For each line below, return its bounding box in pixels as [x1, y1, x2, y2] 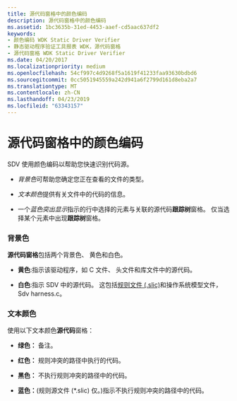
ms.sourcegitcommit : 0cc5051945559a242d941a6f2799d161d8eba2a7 [7, 76, 197, 83]
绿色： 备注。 [17, 341, 57, 350]
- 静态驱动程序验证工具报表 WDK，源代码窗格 [7, 43, 121, 50]
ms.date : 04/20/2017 [7, 57, 68, 64]
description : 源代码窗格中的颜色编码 [7, 17, 107, 24]
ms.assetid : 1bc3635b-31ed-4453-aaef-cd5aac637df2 [7, 23, 159, 30]
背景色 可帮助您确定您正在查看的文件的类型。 [17, 175, 148, 183]
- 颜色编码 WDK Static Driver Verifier [7, 37, 121, 44]
